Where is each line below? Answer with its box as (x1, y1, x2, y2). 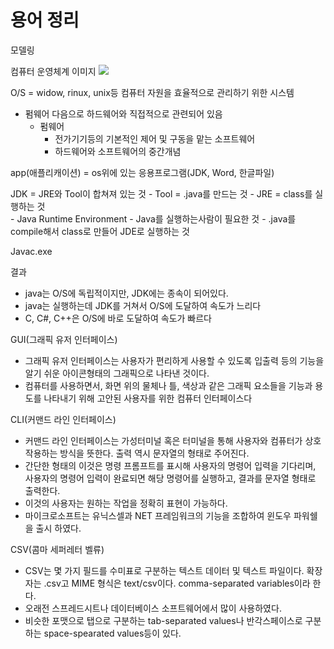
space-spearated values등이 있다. (43, 627, 182, 639)
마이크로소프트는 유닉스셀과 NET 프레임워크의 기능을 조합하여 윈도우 (24, 509, 292, 521)
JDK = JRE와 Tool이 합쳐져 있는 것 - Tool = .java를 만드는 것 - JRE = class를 (10, 187, 313, 200)
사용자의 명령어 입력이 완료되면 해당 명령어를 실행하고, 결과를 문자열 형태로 (24, 472, 317, 484)
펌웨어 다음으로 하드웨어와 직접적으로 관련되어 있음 (24, 107, 223, 120)
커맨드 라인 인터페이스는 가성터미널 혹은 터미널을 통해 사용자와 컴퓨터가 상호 (24, 434, 322, 446)
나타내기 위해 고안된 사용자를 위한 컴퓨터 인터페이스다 (43, 392, 253, 404)
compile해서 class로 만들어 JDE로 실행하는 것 (10, 225, 190, 237)
